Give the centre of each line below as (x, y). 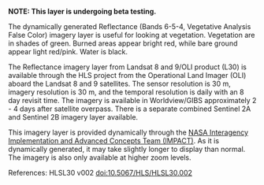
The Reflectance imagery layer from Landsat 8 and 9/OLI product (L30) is (127, 67)
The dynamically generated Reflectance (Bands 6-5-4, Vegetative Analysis (130, 26)
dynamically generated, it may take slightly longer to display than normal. (127, 149)
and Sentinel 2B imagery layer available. (73, 117)
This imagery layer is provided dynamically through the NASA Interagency (128, 132)
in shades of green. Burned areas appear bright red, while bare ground (123, 43)
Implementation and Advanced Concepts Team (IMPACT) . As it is (113, 141)
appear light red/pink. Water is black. (68, 52)
